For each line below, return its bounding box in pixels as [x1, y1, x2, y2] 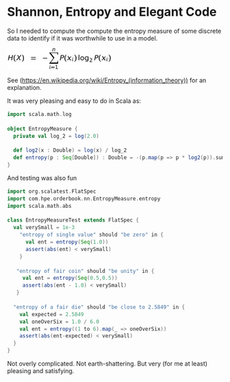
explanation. [7, 83, 42, 91]
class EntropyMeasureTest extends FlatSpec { [7, 217, 139, 224]
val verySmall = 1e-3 [13, 224, 75, 231]
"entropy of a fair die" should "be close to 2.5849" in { [13, 303, 186, 311]
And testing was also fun [7, 174, 77, 182]
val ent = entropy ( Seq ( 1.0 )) [25, 239, 109, 246]
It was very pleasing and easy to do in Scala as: [7, 97, 142, 105]
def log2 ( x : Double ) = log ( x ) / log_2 [13, 147, 127, 154]
